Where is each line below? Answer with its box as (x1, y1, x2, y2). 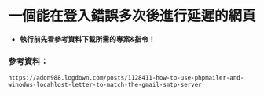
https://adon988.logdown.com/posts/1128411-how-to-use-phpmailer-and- (8, 74, 244, 82)
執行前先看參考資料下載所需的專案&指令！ (19, 34, 156, 44)
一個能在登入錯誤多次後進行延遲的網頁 (8, 7, 257, 25)
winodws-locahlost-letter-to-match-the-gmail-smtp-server (8, 81, 202, 89)
